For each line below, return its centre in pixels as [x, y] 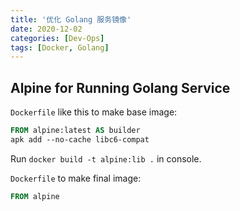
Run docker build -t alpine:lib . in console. [106, 158]
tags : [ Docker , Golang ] [60, 47]
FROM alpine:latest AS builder [75, 131]
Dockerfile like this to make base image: [94, 112]
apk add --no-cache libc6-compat [80, 139]
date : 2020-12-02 [46, 29]
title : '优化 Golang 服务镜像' [71, 19]
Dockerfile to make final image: [76, 178]
